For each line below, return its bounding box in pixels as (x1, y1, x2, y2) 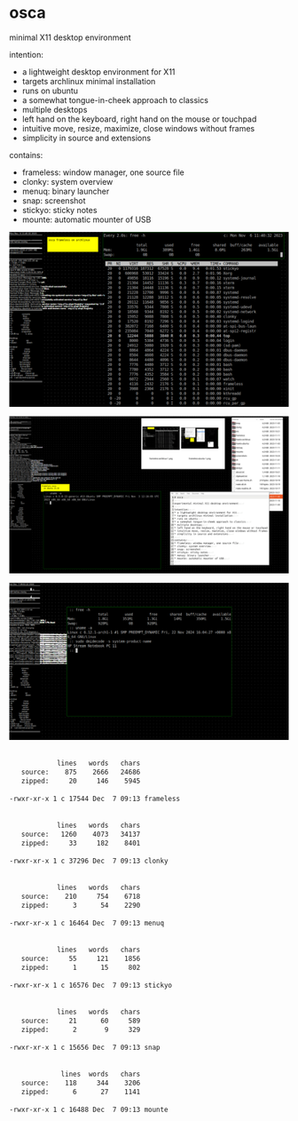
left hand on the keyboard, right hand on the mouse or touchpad (21, 114, 257, 124)
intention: (9, 49, 44, 60)
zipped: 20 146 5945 (20, 776, 141, 786)
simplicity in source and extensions (21, 132, 152, 143)
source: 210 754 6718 (20, 892, 141, 902)
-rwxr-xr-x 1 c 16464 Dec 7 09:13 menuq (9, 918, 165, 928)
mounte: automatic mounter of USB (21, 214, 152, 225)
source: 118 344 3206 (20, 1078, 141, 1088)
